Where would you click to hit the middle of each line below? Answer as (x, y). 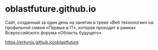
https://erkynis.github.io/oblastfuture (42, 42)
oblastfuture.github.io (51, 9)
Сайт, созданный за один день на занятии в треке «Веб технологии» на (79, 22)
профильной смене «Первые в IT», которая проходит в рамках (70, 27)
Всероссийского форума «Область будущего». (54, 33)
